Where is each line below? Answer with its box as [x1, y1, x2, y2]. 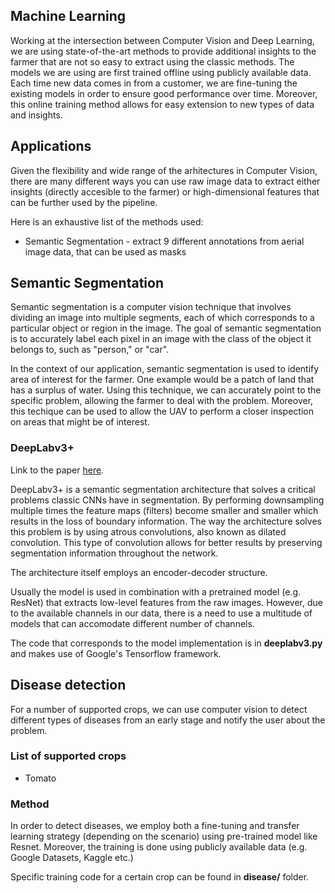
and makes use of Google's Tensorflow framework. [10, 647, 222, 659]
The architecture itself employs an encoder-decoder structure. [10, 566, 268, 578]
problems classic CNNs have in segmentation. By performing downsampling [10, 494, 325, 506]
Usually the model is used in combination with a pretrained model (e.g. [10, 585, 302, 598]
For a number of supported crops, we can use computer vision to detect [10, 703, 308, 715]
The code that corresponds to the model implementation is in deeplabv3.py [10, 637, 323, 649]
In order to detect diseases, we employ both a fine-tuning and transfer [10, 820, 300, 832]
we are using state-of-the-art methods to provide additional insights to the [10, 45, 317, 57]
